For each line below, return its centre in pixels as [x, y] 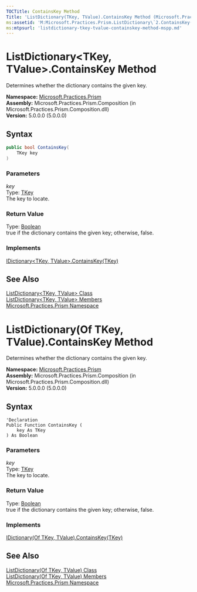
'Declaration [22, 420]
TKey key [27, 153]
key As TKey [31, 431]
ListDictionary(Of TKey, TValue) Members [56, 576]
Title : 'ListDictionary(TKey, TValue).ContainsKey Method [78, 17]
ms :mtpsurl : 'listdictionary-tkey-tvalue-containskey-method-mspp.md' [94, 28]
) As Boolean [22, 436]
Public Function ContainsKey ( [44, 426]
